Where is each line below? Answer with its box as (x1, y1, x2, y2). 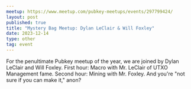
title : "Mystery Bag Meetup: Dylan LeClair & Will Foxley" (6, 25, 155, 31)
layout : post (6, 14, 38, 20)
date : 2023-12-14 (6, 31, 49, 37)
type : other (6, 36, 35, 42)
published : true (6, 19, 46, 25)
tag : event (6, 42, 33, 48)
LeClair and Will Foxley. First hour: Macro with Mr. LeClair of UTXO (6, 64, 169, 71)
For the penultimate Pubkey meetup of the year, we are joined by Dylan (6, 57, 179, 65)
